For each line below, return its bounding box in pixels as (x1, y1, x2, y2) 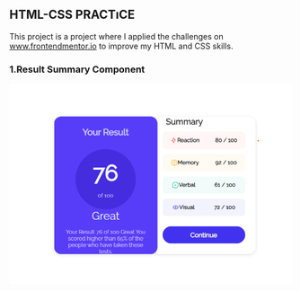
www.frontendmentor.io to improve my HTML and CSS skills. (9, 40, 234, 51)
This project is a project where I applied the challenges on (9, 31, 224, 41)
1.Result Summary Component (9, 63, 146, 75)
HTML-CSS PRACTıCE (9, 7, 136, 22)
